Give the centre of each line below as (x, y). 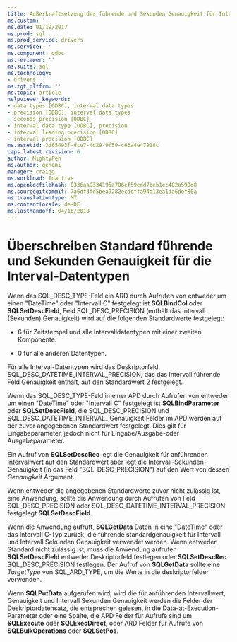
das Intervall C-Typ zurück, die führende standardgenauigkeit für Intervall (114, 534)
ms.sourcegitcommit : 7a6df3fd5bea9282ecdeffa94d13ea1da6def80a (102, 192)
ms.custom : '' (28, 21)
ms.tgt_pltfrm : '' (34, 86)
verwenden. (25, 579)
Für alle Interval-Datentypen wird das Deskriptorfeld (83, 367)
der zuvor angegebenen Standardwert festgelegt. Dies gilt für (97, 426)
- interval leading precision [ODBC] (63, 132)
